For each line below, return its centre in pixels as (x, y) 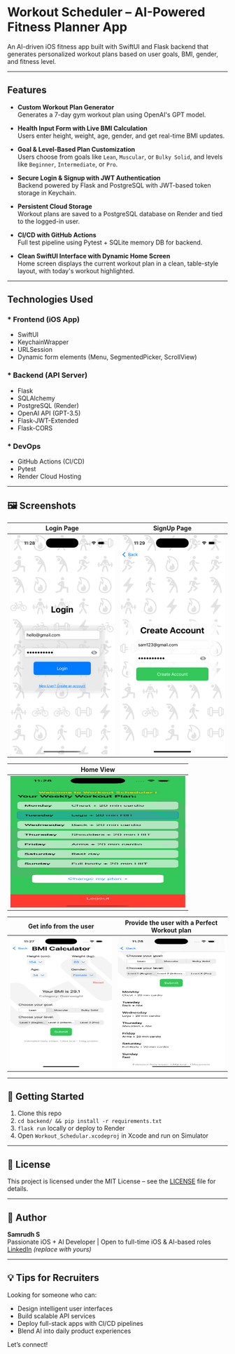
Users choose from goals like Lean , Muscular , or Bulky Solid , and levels (120, 157)
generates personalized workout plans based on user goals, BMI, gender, (113, 54)
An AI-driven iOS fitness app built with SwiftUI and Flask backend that (108, 46)
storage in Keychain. (47, 192)
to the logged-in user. (49, 221)
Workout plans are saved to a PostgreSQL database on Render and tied (120, 213)
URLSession (35, 350)
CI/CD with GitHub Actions (57, 235)
